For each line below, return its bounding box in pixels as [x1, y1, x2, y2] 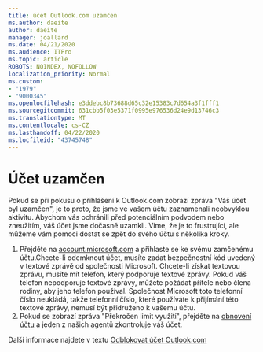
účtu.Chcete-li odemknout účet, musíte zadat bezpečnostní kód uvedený [19, 253, 255, 262]
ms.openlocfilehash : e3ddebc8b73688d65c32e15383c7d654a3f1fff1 [8, 99, 220, 107]
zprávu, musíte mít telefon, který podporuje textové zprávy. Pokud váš [19, 269, 247, 280]
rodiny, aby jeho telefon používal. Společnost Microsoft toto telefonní [19, 287, 243, 296]
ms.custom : [8, 77, 44, 85]
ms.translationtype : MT [8, 114, 86, 122]
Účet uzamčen [8, 170, 105, 187]
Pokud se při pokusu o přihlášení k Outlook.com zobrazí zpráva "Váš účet [8, 196, 247, 206]
